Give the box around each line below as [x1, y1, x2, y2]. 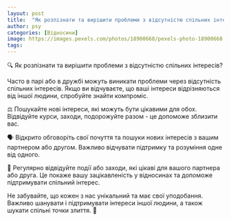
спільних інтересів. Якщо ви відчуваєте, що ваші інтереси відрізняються [7, 84, 220, 93]
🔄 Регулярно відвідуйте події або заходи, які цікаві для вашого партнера [7, 164, 221, 172]
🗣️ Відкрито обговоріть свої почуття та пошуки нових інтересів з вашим [7, 133, 219, 141]
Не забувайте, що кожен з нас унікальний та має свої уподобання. [7, 191, 203, 200]
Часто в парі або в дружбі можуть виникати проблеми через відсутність [7, 77, 221, 85]
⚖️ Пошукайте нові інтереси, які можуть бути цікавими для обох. [7, 105, 197, 113]
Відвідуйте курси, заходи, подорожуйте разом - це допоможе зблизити [7, 113, 218, 120]
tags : [7, 42, 23, 49]
